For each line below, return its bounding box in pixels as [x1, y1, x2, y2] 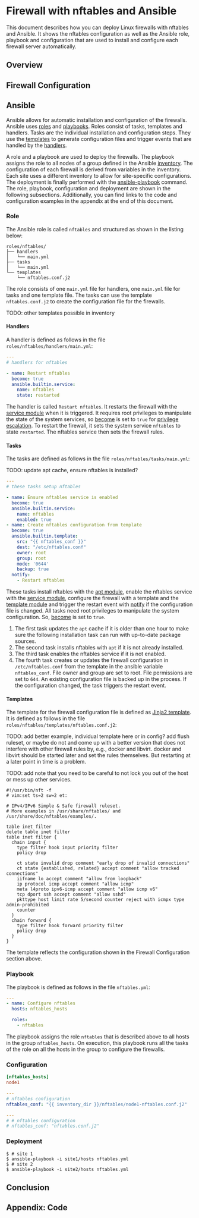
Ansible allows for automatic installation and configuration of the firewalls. [6, 116, 187, 123]
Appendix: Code [6, 1203, 68, 1213]
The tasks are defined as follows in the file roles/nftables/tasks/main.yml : [6, 455, 190, 462]
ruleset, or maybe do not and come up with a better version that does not [6, 739, 185, 746]
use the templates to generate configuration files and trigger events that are [6, 135, 192, 142]
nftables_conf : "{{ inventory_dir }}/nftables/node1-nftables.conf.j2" [6, 1101, 187, 1107]
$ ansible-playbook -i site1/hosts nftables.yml [6, 1156, 129, 1162]
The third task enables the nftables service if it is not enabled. [14, 650, 166, 658]
